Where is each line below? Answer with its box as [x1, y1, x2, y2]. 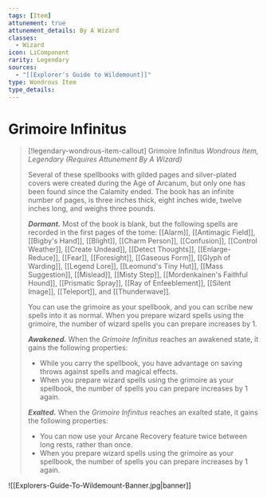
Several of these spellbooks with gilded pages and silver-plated [27, 170, 237, 180]
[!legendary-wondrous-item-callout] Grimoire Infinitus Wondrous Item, [27, 146, 259, 156]
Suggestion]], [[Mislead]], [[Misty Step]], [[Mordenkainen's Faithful [27, 270, 249, 279]
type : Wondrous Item [8, 78, 77, 86]
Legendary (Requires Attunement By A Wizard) [27, 154, 183, 164]
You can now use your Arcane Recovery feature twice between [39, 431, 248, 442]
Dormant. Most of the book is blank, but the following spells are [27, 220, 238, 229]
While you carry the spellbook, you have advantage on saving [39, 359, 243, 368]
